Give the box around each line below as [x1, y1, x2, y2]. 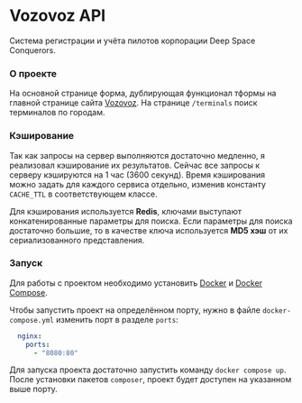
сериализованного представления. [9, 234, 145, 245]
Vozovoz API [9, 5, 106, 26]
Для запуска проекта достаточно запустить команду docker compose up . [9, 364, 287, 375]
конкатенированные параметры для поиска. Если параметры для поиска [9, 215, 293, 226]
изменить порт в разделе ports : [55, 314, 178, 325]
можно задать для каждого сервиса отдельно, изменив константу [9, 179, 266, 189]
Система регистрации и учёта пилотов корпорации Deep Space [9, 35, 256, 46]
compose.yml [9, 316, 54, 325]
